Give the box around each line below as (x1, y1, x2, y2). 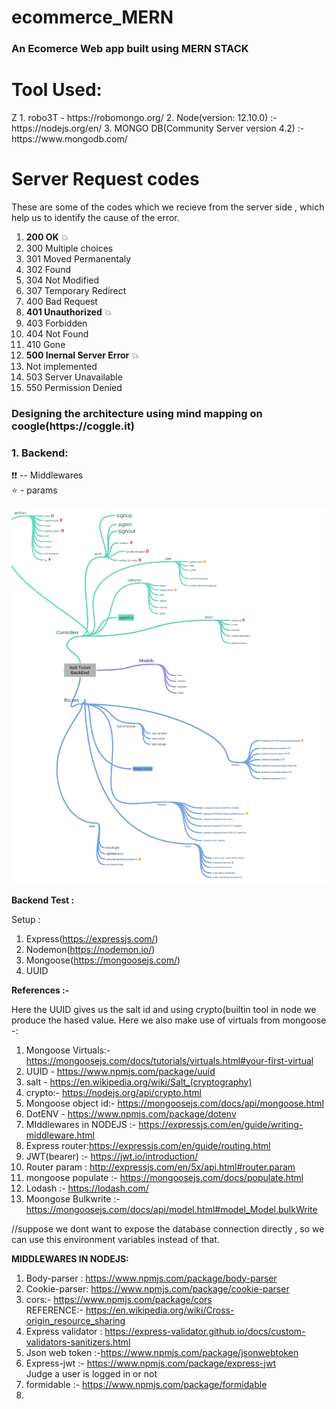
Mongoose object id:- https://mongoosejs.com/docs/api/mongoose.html (25, 1097, 324, 1109)
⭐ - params (11, 484, 58, 496)
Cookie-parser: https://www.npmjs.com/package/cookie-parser (25, 1282, 290, 1295)
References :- (11, 984, 70, 996)
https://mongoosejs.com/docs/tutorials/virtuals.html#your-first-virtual (25, 1054, 314, 1066)
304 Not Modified (25, 274, 100, 286)
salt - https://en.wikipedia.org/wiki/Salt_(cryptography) (25, 1076, 253, 1088)
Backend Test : (11, 894, 75, 906)
